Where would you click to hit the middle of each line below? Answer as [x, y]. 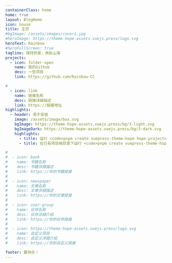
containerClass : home [28, 10]
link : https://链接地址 [38, 105]
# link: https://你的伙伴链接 [39, 219]
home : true [17, 15]
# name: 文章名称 [26, 186]
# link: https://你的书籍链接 [39, 171]
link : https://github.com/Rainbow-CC [55, 77]
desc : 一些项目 [29, 72]
